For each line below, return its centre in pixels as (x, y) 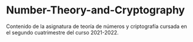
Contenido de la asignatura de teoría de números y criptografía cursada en (96, 26)
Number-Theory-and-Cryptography (96, 10)
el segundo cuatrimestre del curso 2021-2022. (62, 32)
